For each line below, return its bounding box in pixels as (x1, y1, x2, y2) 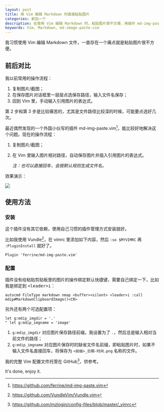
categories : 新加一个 (5, 16, 46, 21)
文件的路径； (16, 335, 42, 341)
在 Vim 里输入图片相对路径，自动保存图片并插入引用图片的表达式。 (12, 152, 146, 158)
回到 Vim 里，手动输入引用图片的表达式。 (12, 98, 95, 103)
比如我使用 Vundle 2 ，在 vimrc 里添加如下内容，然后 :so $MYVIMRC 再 (5, 236, 142, 242)
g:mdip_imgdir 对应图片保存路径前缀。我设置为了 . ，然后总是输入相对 (12, 330, 152, 335)
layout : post (5, 7, 32, 12)
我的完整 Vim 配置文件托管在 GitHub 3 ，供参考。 (5, 358, 101, 364)
